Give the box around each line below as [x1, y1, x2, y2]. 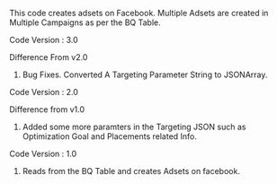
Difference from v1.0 [9, 104, 85, 115]
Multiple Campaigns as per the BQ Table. [9, 17, 161, 28]
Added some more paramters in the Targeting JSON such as [22, 121, 246, 132]
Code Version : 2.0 [9, 87, 79, 97]
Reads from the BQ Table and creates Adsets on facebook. [22, 166, 241, 176]
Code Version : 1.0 [9, 148, 77, 159]
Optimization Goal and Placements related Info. [22, 131, 198, 142]
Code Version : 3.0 [9, 35, 78, 45]
